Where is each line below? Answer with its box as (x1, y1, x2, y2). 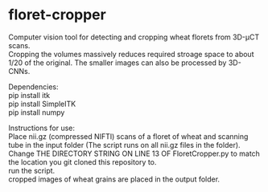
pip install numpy (8, 107, 65, 117)
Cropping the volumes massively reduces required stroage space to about (8, 49, 254, 59)
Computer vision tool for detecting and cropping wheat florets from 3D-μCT (8, 32, 260, 42)
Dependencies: (8, 82, 59, 92)
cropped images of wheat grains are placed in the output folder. (8, 174, 220, 184)
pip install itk (8, 90, 51, 100)
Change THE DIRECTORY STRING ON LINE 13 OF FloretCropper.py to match (8, 149, 260, 158)
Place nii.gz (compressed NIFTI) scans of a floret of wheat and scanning (8, 131, 249, 141)
